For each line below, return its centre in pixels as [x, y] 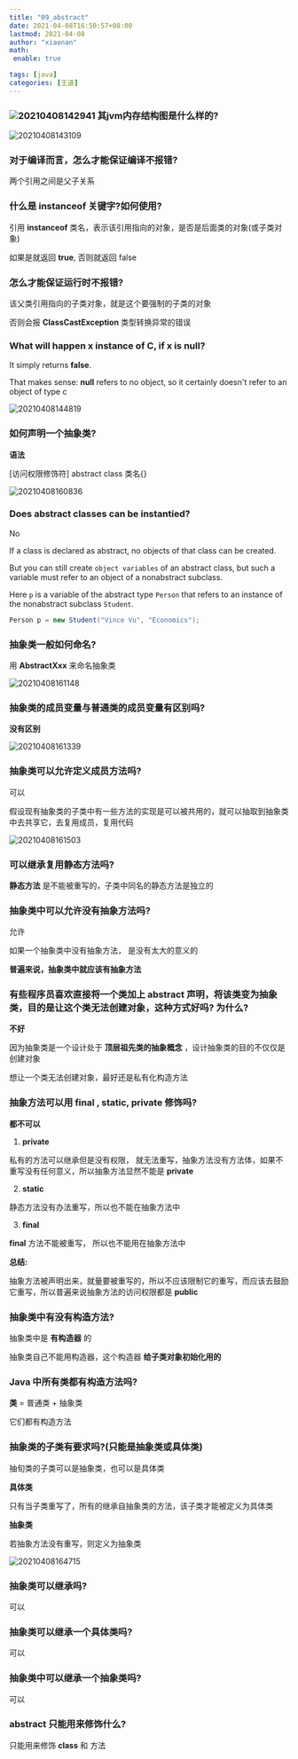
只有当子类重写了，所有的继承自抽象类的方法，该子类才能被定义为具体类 [141, 1505]
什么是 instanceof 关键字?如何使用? [86, 207]
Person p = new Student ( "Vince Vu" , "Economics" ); [105, 620]
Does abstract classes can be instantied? [100, 514]
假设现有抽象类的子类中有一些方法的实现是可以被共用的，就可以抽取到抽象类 [149, 811]
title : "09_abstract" [49, 17]
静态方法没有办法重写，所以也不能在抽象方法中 [94, 1206]
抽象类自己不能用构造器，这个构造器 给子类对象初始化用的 [115, 1357]
